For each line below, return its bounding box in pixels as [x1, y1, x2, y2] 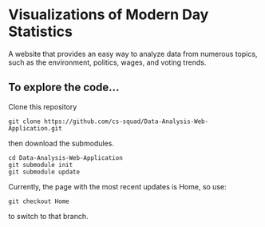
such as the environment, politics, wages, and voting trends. [8, 58, 207, 67]
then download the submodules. [8, 138, 114, 148]
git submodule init [8, 161, 73, 169]
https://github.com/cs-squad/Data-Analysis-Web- [43, 117, 209, 125]
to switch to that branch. [8, 211, 89, 221]
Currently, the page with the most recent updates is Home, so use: [8, 181, 227, 191]
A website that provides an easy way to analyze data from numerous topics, [8, 49, 258, 58]
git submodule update [8, 168, 81, 176]
